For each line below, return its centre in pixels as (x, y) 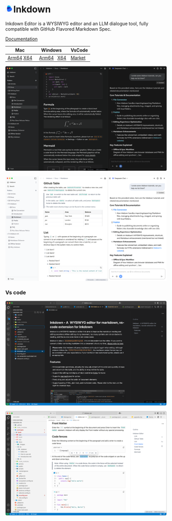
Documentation (21, 39)
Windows (52, 50)
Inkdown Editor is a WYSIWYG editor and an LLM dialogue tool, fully (77, 24)
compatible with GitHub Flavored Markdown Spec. (58, 29)
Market (78, 58)
